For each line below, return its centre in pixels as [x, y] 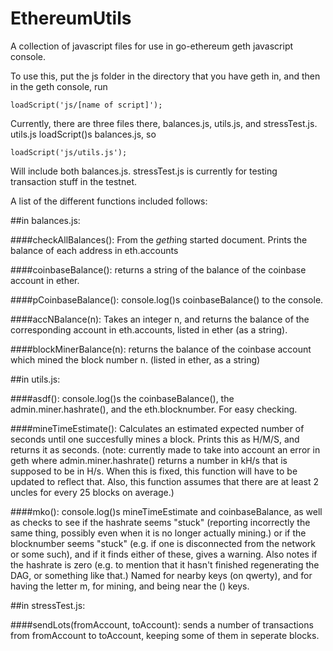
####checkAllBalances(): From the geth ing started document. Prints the [159, 239]
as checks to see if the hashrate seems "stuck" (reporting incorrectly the [160, 522]
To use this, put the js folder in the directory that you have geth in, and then [165, 76]
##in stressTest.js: [48, 605]
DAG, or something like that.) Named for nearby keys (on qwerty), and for [161, 575]
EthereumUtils [71, 18]
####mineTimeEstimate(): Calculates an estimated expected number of [157, 428]
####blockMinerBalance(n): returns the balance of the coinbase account [161, 349]
